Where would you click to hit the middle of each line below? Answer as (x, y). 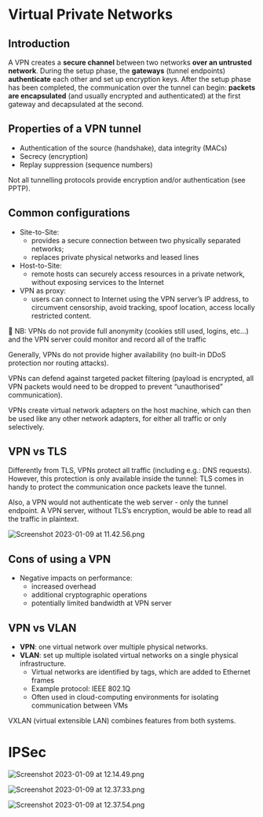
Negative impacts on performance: (76, 578)
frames (43, 680)
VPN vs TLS (38, 451)
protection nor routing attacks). (58, 363)
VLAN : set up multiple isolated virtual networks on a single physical (129, 656)
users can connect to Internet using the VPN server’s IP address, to (140, 299)
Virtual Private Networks (91, 15)
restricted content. (61, 316)
